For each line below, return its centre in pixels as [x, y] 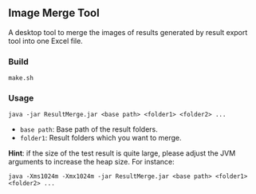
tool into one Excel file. [46, 41]
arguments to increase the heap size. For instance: [92, 162]
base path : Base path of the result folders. [89, 129]
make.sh [21, 78]
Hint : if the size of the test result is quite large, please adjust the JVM [122, 153]
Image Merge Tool [54, 13]
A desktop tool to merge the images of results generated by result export [128, 32]
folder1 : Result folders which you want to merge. [100, 138]
